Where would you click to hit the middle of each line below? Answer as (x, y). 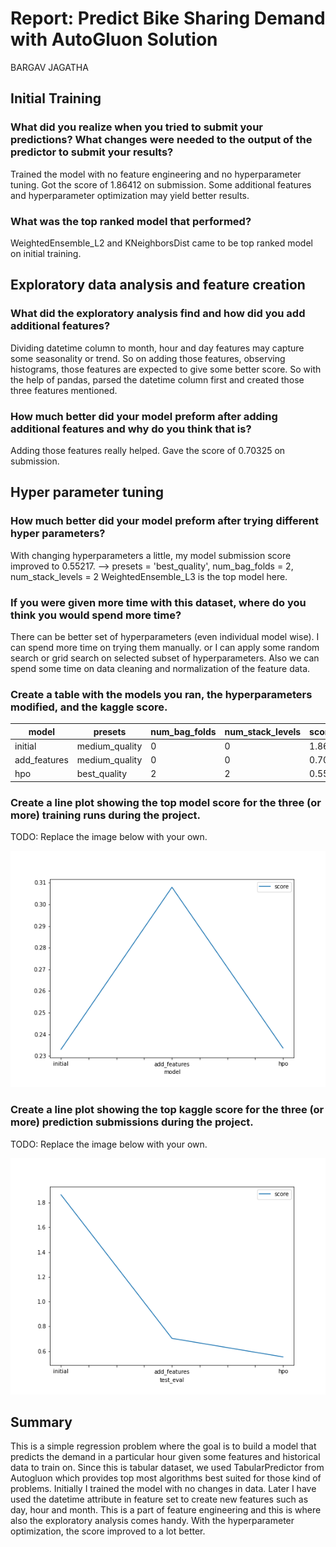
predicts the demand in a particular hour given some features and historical (165, 1457)
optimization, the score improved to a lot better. (108, 1531)
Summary (41, 1422)
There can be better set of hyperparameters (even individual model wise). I (165, 636)
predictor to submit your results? (92, 152)
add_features (41, 760)
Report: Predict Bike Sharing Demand (168, 18)
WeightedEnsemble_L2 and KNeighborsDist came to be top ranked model (161, 243)
